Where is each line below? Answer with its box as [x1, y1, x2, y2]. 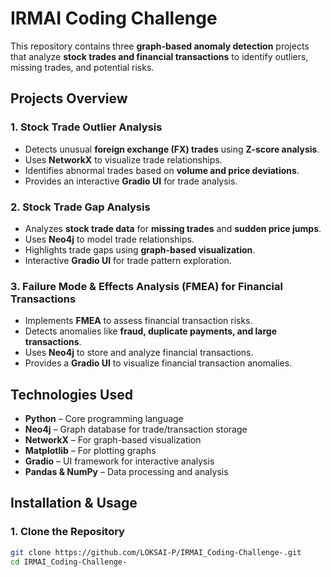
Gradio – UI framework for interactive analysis [24, 455, 215, 467]
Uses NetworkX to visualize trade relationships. [24, 153, 223, 166]
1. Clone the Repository [10, 525, 125, 539]
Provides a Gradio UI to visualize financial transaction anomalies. [24, 357, 293, 369]
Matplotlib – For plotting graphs [24, 445, 157, 457]
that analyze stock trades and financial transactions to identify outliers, [10, 50, 309, 62]
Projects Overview [10, 90, 128, 107]
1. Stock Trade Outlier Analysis [10, 120, 163, 134]
